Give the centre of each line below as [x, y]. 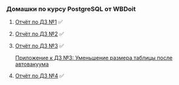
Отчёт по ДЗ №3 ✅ [40, 46]
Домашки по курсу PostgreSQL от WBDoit [71, 9]
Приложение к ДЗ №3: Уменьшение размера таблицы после [94, 58]
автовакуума [32, 64]
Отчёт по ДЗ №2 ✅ [39, 34]
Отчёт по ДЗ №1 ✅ [39, 22]
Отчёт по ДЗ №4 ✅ [40, 76]
